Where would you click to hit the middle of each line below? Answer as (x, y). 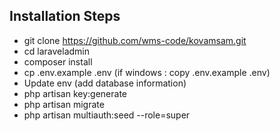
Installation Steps (65, 16)
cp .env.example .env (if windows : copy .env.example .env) (147, 72)
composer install (58, 61)
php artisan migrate (64, 104)
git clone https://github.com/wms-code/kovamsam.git (135, 40)
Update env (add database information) (105, 83)
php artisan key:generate (75, 93)
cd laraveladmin (56, 51)
